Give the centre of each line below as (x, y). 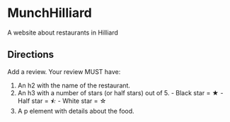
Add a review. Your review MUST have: (64, 71)
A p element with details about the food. (76, 111)
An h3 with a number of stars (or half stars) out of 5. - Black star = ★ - (120, 92)
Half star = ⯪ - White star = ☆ (62, 101)
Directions (31, 55)
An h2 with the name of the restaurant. (74, 85)
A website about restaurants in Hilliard (63, 32)
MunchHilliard (50, 13)
